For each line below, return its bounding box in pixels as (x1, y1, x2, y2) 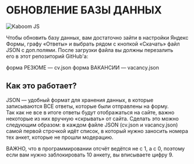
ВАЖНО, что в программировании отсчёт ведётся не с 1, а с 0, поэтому (6, 145, 185, 152)
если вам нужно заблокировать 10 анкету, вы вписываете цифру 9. (6, 151, 174, 158)
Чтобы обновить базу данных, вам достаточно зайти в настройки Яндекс (6, 34, 189, 41)
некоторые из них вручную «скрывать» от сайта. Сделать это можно (6, 115, 179, 122)
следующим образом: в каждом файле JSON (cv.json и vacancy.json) (6, 121, 178, 128)
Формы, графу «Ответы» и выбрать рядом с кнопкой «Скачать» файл (6, 40, 180, 47)
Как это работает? (6, 81, 77, 91)
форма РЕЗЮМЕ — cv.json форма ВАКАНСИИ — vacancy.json (6, 64, 159, 71)
